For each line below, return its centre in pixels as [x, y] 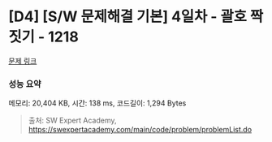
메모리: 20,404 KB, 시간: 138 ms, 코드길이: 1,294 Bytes [97, 103]
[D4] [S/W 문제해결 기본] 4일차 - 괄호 [128, 17]
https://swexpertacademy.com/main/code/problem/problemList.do [140, 130]
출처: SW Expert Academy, [72, 120]
